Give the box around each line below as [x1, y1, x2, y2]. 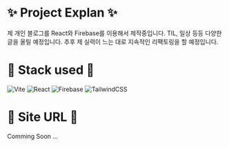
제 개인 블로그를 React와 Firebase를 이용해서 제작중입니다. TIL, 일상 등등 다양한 [7, 29, 222, 37]
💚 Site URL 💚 [7, 109, 78, 125]
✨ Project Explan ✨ [7, 5, 118, 21]
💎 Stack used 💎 [7, 62, 94, 78]
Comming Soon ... [7, 132, 59, 140]
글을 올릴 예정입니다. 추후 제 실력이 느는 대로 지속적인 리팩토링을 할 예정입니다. [7, 37, 219, 46]
